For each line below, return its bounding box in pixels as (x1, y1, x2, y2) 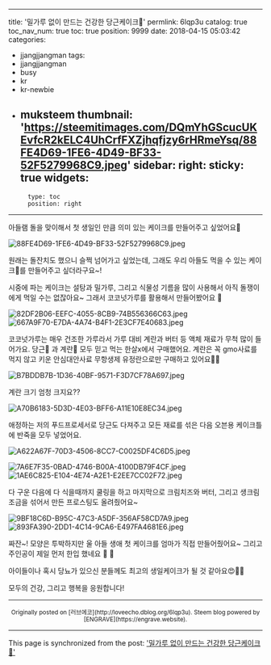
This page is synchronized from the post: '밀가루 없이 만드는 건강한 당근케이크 (8, 638, 261, 647)
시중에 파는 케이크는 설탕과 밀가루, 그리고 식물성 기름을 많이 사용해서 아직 (8, 282, 239, 292)
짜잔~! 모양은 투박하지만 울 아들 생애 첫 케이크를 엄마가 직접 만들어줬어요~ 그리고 (8, 538, 263, 548)
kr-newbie (19, 85, 55, 94)
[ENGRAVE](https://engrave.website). (83, 615, 188, 623)
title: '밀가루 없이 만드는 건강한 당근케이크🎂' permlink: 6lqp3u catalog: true (8, 17, 248, 27)
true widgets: (19, 171, 90, 185)
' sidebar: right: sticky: (127, 158, 244, 172)
